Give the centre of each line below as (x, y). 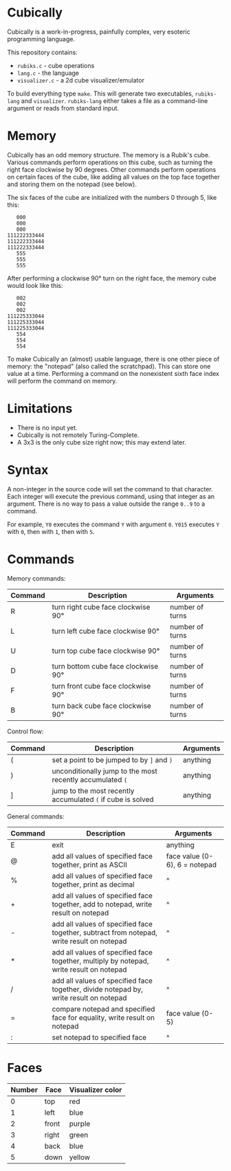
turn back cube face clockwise (101, 706)
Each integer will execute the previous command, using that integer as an (111, 496)
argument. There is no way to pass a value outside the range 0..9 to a (106, 504)
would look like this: (35, 285)
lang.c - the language (48, 73)
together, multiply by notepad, (100, 961)
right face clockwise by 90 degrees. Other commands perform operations (112, 169)
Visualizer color (96, 1089)
